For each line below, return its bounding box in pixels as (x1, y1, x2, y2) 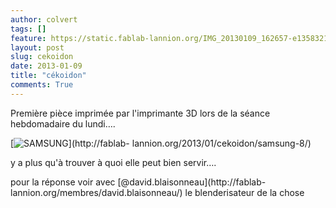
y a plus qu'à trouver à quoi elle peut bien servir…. (10, 156, 217, 168)
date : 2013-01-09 (10, 61, 83, 71)
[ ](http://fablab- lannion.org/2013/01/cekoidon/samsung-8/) (10, 137, 312, 149)
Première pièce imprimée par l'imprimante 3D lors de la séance (10, 107, 271, 119)
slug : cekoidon (10, 52, 74, 62)
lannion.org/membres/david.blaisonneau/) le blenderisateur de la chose (10, 186, 305, 198)
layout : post (10, 42, 65, 53)
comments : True (10, 80, 74, 90)
